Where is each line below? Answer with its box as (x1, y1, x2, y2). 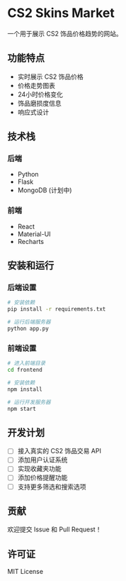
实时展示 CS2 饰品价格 (17, 72, 84, 81)
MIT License (7, 568, 44, 576)
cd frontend (7, 367, 42, 374)
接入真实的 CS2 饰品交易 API (17, 447, 101, 455)
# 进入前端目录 (7, 360, 46, 367)
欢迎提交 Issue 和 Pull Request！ (7, 525, 102, 533)
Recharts (17, 237, 45, 245)
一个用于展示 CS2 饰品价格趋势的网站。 (7, 29, 122, 38)
